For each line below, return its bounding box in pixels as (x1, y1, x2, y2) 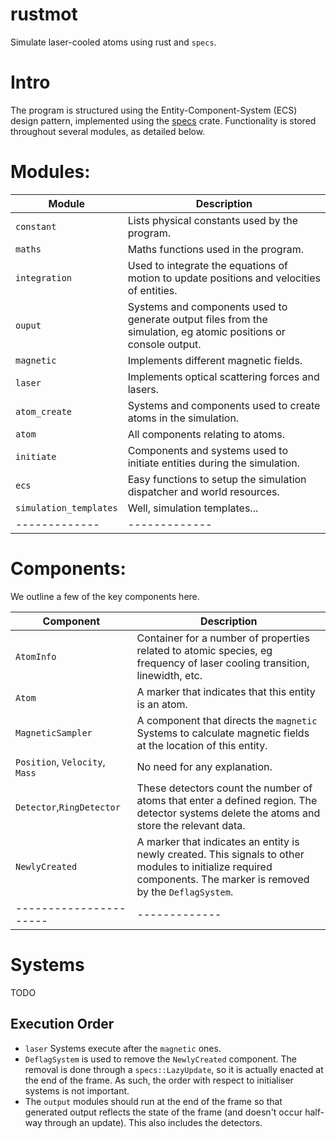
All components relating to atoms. (127, 427, 285, 441)
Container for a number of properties (136, 631, 310, 645)
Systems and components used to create (127, 398, 321, 412)
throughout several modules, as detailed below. (10, 125, 206, 137)
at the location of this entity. (136, 738, 268, 752)
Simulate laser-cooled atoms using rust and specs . (10, 36, 217, 48)
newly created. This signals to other (136, 847, 305, 861)
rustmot (10, 3, 78, 26)
